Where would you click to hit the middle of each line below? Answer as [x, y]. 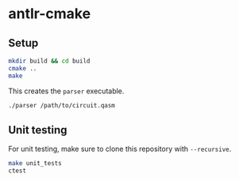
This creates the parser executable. [66, 91]
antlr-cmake [50, 14]
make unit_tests [35, 164]
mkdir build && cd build [49, 61]
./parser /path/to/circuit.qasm [62, 105]
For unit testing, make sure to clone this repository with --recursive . [120, 149]
